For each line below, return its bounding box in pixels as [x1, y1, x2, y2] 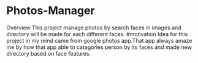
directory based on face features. [6, 50, 91, 57]
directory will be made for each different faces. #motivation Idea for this [6, 30, 188, 37]
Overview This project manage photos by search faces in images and [6, 24, 182, 31]
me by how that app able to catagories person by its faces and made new [6, 43, 192, 51]
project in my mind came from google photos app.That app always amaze [6, 37, 192, 44]
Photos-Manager [6, 4, 95, 18]
